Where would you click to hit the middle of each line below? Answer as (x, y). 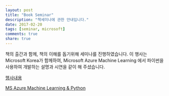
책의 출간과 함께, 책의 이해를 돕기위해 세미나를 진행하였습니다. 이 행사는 (76, 54)
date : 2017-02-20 (24, 24)
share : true (18, 39)
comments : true (22, 34)
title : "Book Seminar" (29, 15)
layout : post (19, 10)
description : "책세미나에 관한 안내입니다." (47, 20)
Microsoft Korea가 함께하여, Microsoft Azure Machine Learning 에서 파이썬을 (84, 60)
